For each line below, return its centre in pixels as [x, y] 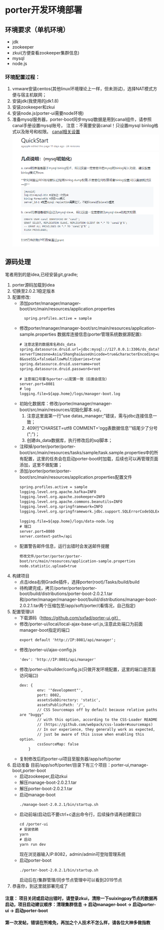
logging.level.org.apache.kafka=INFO [58, 492]
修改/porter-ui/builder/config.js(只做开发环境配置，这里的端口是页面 [88, 670]
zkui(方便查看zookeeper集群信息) [46, 53]
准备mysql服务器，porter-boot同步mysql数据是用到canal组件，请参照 [82, 119]
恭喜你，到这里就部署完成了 [40, 886]
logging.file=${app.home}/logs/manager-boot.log [70, 394]
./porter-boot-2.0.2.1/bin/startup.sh [59, 870]
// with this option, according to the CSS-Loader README [97, 720]
